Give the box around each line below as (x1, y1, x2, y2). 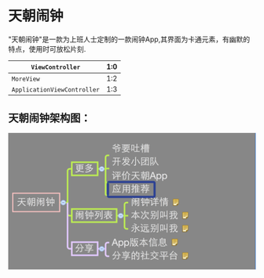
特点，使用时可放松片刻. (8, 44, 86, 53)
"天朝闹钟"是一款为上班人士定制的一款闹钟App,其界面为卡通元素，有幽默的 (8, 34, 250, 44)
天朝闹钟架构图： (8, 111, 91, 125)
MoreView (11, 75, 41, 83)
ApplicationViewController (11, 85, 100, 94)
